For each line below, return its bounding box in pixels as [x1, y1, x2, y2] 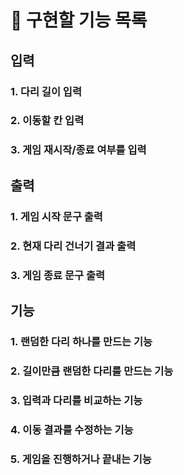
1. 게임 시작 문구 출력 [10, 209, 103, 223]
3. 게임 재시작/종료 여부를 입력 [10, 143, 147, 157]
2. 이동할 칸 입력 [10, 114, 85, 128]
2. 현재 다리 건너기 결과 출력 [10, 239, 137, 253]
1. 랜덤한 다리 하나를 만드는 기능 [10, 334, 153, 348]
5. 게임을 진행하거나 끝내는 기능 [10, 452, 152, 466]
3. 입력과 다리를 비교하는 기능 [10, 393, 143, 407]
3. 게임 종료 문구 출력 [10, 268, 106, 282]
